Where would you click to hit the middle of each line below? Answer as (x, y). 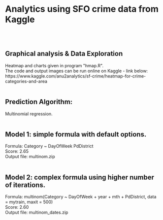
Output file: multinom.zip (30, 157)
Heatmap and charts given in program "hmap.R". (54, 65)
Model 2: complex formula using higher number (80, 177)
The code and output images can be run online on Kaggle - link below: (77, 71)
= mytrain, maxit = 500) (29, 202)
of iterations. (25, 185)
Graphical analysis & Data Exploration (64, 54)
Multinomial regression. (29, 113)
